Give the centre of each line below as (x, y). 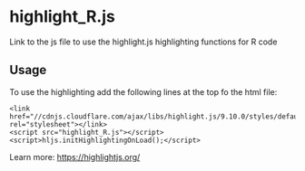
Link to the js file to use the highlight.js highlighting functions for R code (143, 42)
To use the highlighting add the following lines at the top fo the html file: (143, 91)
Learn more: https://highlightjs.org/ (75, 157)
